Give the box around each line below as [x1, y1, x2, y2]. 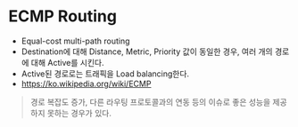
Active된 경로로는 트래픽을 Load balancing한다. [21, 68, 189, 79]
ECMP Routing [8, 6, 118, 27]
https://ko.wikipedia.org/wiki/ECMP [21, 78, 152, 89]
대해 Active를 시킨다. [30, 57, 104, 67]
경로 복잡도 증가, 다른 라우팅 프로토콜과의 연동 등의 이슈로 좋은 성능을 [29, 96, 271, 107]
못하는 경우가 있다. [46, 107, 112, 118]
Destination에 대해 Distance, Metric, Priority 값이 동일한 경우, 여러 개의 [21, 46, 273, 57]
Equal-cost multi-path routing [21, 36, 130, 46]
